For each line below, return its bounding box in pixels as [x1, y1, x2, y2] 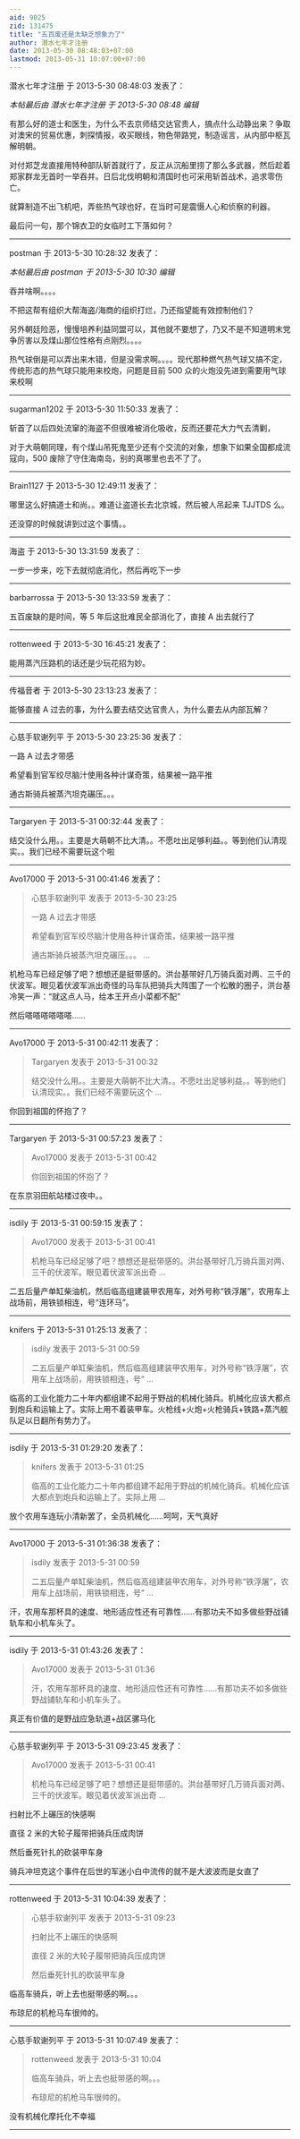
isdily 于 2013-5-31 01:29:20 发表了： [9, 1443, 146, 1453]
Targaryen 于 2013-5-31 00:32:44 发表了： [9, 816, 167, 826]
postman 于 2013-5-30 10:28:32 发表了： [9, 248, 161, 258]
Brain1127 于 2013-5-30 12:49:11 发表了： [9, 481, 160, 490]
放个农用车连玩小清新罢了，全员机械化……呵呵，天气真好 [9, 1511, 219, 1521]
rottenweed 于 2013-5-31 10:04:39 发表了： [9, 1894, 170, 1904]
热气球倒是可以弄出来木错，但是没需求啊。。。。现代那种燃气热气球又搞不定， [9, 354, 287, 364]
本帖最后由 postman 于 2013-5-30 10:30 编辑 [9, 267, 176, 277]
